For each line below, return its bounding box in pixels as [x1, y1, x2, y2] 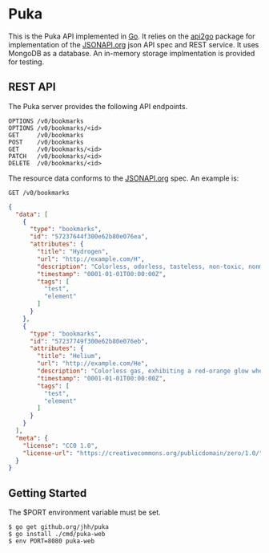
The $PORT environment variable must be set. [8, 507, 162, 518]
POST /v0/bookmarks [8, 138, 84, 146]
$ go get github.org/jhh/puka [8, 523, 110, 531]
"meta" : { [15, 434, 48, 442]
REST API [8, 80, 56, 94]
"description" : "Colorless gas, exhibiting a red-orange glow [37, 367, 249, 375]
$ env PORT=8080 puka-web [8, 537, 94, 546]
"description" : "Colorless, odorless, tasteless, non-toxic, [37, 262, 246, 270]
